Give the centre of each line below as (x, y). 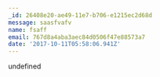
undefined (25, 66)
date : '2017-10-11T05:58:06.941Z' (65, 44)
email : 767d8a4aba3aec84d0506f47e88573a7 (77, 37)
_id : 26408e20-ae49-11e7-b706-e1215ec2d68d (80, 15)
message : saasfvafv (40, 23)
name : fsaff (27, 30)
